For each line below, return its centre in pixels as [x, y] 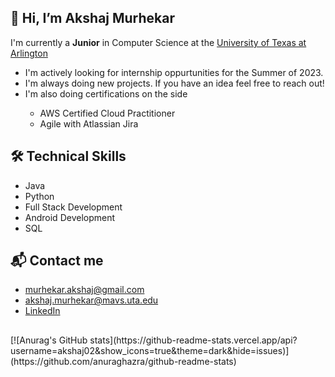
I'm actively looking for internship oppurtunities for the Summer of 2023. [174, 72]
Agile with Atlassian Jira [89, 123]
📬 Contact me [57, 261]
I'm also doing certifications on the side [106, 93]
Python [39, 196]
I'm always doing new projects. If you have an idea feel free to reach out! [174, 83]
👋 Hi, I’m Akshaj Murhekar [93, 18]
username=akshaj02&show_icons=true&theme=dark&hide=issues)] [150, 350]
